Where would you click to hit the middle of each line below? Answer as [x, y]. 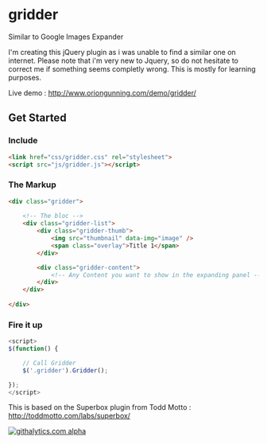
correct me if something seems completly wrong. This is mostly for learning [132, 68]
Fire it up [25, 325]
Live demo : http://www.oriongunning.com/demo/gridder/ [103, 92]
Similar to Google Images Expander [66, 37]
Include [23, 141]
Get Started [37, 118]
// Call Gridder [50, 363]
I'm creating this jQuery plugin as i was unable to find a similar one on [122, 52]
